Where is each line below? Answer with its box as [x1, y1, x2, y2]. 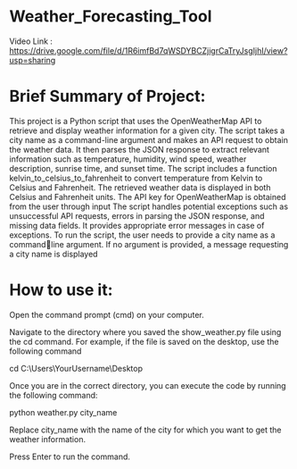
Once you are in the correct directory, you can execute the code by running [9, 380, 287, 390]
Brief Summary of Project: [9, 87, 206, 106]
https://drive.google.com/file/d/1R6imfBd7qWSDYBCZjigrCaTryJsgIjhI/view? [9, 45, 288, 55]
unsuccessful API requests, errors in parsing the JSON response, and [9, 210, 265, 221]
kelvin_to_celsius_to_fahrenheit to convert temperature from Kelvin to [9, 172, 263, 183]
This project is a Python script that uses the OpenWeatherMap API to [9, 115, 262, 126]
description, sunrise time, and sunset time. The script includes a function [9, 163, 277, 173]
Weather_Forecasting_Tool [9, 6, 212, 27]
